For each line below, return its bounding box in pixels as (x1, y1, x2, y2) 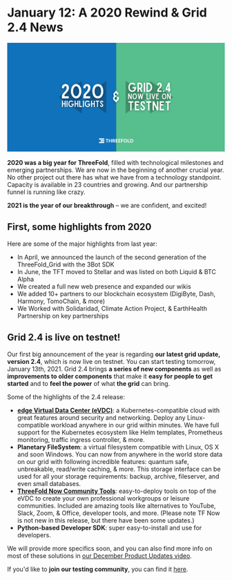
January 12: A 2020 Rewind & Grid (7, 5, 207, 21)
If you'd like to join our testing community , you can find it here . (7, 565, 188, 573)
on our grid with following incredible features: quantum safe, (17, 457, 190, 465)
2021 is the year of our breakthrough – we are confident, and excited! (7, 201, 207, 209)
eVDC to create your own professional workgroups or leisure (17, 494, 190, 502)
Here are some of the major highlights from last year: (7, 240, 157, 248)
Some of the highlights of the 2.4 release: (7, 392, 126, 401)
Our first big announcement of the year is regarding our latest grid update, (7, 350, 221, 358)
